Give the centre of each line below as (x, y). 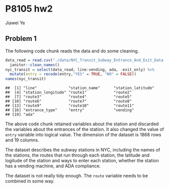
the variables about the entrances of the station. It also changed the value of (85, 129)
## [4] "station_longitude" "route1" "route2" (69, 92)
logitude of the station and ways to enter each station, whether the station (82, 161)
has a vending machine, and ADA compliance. (53, 166)
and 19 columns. (22, 140)
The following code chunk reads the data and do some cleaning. (72, 51)
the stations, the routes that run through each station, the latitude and (77, 155)
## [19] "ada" (20, 115)
